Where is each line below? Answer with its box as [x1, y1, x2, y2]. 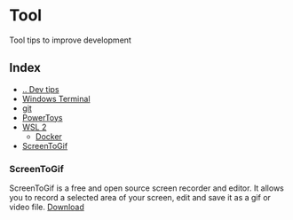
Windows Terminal [21, 93, 91, 104]
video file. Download [9, 201, 84, 213]
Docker [35, 130, 62, 142]
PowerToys [21, 112, 63, 122]
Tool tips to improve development [9, 35, 131, 45]
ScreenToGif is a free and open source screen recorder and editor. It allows [9, 183, 284, 193]
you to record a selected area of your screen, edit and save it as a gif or [9, 192, 271, 203]
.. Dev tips [21, 83, 59, 94]
